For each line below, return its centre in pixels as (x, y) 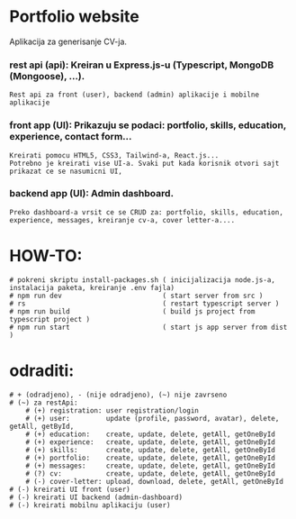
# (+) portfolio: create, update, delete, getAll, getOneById (151, 458)
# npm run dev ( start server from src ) (136, 296)
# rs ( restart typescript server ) (144, 304)
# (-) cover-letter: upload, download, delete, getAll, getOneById (154, 481)
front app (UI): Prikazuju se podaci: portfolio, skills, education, (148, 125)
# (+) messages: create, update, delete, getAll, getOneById (151, 466)
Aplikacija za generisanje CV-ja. (68, 41)
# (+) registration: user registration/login (112, 410)
